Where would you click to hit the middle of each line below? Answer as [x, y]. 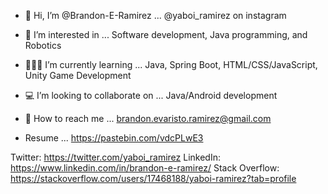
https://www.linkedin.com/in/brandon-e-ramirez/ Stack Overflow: [145, 168]
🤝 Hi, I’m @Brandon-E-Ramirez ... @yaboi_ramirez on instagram [155, 15]
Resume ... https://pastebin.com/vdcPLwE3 [114, 138]
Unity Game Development [78, 75]
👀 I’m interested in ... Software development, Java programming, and [166, 34]
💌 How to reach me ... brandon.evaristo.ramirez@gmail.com [148, 118]
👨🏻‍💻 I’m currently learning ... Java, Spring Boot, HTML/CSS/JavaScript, [171, 64]
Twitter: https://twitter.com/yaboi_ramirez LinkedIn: [115, 157]
